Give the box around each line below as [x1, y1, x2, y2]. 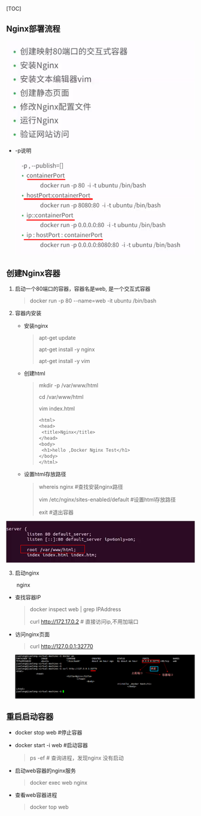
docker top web [29, 803, 69, 811]
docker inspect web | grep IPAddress [29, 605, 121, 613]
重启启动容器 [6, 712, 54, 722]
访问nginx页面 [14, 630, 50, 637]
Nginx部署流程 [6, 24, 61, 34]
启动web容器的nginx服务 [14, 767, 76, 774]
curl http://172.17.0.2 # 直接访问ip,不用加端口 [29, 618, 139, 625]
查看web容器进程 [14, 791, 57, 799]
